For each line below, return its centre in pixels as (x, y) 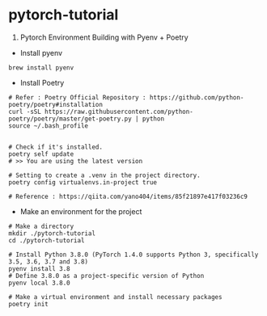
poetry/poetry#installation (56, 104)
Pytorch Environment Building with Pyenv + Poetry (104, 37)
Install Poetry (42, 82)
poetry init (28, 304)
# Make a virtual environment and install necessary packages (115, 297)
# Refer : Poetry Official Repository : (78, 97)
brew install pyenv (41, 67)
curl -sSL (25, 112)
